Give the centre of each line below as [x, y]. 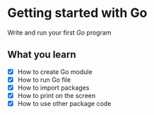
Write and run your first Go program [59, 32]
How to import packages [53, 87]
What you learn [42, 55]
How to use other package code [64, 103]
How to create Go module [55, 71]
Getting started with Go [77, 13]
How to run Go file [44, 80]
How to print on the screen [57, 95]
